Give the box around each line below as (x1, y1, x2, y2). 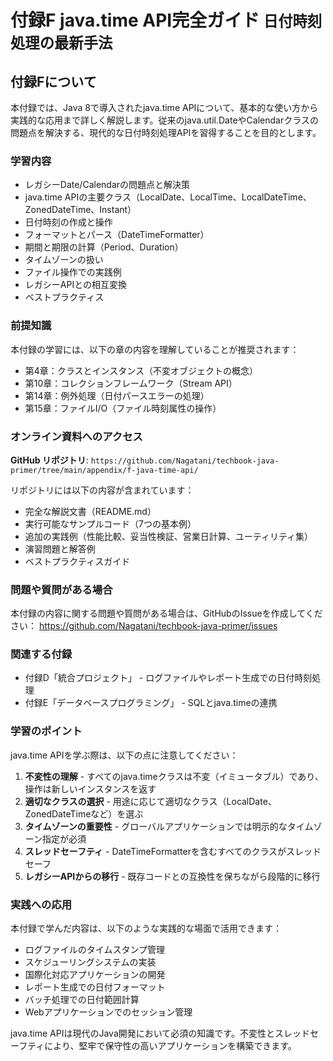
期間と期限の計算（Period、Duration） (24, 241, 184, 253)
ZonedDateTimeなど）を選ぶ (24, 807, 144, 820)
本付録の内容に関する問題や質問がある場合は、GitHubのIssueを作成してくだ (10, 607, 323, 620)
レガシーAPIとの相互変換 (24, 279, 128, 291)
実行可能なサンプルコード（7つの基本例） (24, 517, 197, 530)
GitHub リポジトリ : (10, 454, 89, 466)
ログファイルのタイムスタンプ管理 (24, 944, 166, 956)
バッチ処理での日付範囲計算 (24, 994, 140, 1006)
